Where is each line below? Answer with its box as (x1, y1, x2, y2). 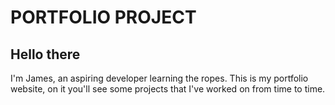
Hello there (10, 46, 81, 63)
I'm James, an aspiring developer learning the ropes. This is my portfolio (10, 72, 309, 84)
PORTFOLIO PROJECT (10, 6, 197, 29)
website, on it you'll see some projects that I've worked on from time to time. (10, 83, 326, 95)
